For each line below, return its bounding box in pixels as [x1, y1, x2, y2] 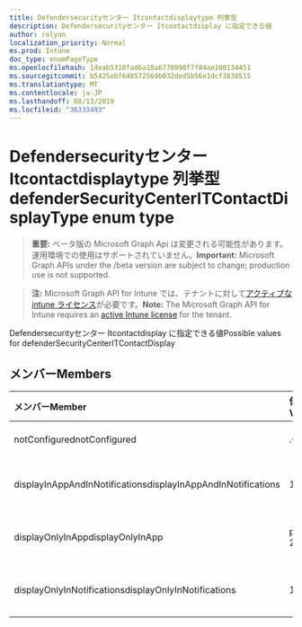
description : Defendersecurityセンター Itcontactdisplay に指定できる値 [9, 22, 272, 31]
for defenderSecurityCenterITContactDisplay [9, 338, 175, 349]
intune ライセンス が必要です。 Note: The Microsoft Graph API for [31, 299, 271, 310]
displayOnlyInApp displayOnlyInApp [13, 531, 164, 543]
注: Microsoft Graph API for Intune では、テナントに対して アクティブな [31, 288, 293, 299]
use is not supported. [31, 269, 111, 280]
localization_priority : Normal [9, 38, 127, 48]
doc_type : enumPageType [9, 55, 99, 64]
